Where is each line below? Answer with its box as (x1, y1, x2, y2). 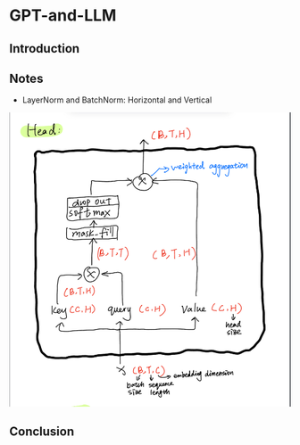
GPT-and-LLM (9, 5, 117, 26)
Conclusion (9, 424, 75, 439)
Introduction (9, 41, 80, 56)
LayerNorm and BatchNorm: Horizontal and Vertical (21, 95, 212, 105)
